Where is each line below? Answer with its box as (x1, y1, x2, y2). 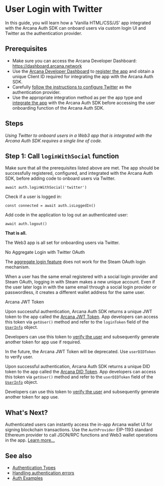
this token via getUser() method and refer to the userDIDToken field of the (5, 374, 154, 380)
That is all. (5, 230, 27, 236)
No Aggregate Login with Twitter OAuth (5, 249, 85, 255)
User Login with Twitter (5, 3, 102, 15)
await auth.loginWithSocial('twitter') (5, 185, 87, 190)
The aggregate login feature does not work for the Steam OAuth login (5, 259, 146, 265)
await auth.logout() (5, 221, 48, 227)
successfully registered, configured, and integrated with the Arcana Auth (5, 170, 153, 176)
